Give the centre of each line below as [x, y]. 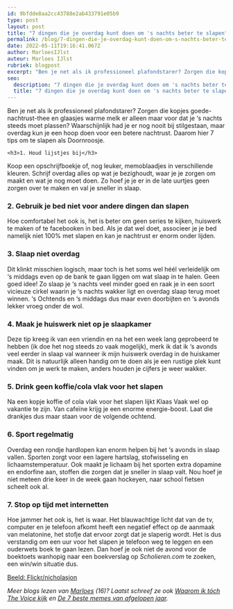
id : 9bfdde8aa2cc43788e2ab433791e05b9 [63, 14]
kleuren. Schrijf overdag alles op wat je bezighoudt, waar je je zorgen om [112, 174]
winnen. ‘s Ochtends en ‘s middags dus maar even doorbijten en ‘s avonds [113, 299]
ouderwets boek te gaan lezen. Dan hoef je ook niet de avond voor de [107, 549]
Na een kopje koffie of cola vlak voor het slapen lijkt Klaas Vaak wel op [108, 402]
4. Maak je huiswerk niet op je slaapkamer [79, 324]
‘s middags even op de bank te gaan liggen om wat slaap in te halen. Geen [113, 276]
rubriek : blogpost [34, 65]
